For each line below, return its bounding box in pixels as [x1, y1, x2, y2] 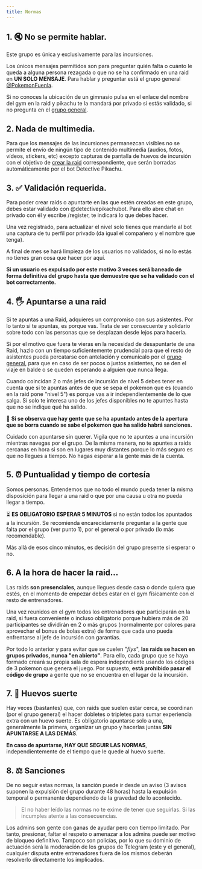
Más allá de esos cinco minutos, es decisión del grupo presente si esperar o [6, 544, 195, 551]
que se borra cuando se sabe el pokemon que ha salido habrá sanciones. [6, 421, 192, 428]
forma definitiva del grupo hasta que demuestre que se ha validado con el [6, 272, 195, 280]
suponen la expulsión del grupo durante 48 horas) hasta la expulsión [6, 788, 177, 795]
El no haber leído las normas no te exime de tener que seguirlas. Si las [21, 806, 196, 814]
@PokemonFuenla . [6, 82, 53, 89]
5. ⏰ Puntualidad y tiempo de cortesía [6, 469, 151, 480]
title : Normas [6, 8, 42, 15]
